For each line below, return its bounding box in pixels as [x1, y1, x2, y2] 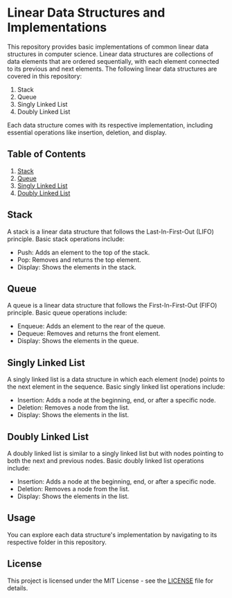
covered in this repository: [7, 71, 82, 80]
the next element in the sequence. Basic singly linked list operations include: [7, 382, 225, 391]
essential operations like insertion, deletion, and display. [7, 128, 168, 137]
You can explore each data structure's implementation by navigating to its [7, 530, 217, 538]
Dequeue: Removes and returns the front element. [17, 329, 161, 337]
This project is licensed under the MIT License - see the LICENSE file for [7, 577, 213, 585]
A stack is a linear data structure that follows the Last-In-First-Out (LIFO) [7, 227, 215, 236]
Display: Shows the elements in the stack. [17, 263, 136, 271]
